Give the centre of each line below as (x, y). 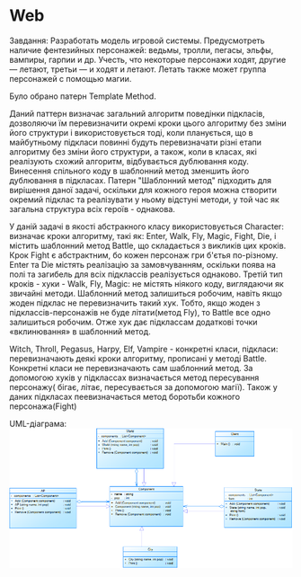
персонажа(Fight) (43, 406)
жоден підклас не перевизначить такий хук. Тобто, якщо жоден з (135, 303)
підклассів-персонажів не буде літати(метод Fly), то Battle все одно (140, 312)
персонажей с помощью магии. (71, 78)
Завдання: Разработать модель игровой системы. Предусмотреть (137, 40)
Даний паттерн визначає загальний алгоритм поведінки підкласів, (137, 113)
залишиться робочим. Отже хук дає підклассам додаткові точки (133, 322)
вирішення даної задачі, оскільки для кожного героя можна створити (143, 190)
